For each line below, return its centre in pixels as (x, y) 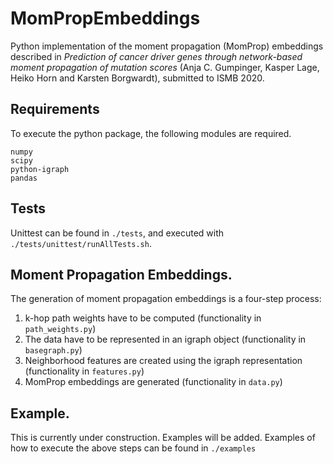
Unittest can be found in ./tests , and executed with (117, 233)
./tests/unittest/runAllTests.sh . (81, 243)
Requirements (55, 109)
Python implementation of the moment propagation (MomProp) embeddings (167, 46)
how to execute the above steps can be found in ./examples (133, 448)
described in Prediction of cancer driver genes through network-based (156, 56)
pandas (24, 178)
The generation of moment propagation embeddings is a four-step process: (166, 299)
